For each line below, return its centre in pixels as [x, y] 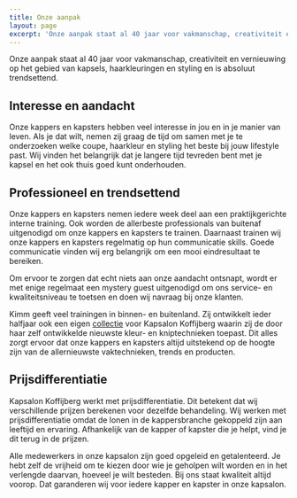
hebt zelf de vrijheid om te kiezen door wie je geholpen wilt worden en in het [148, 465]
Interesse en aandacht [72, 106]
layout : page [33, 26]
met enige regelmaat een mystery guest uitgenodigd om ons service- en [141, 288]
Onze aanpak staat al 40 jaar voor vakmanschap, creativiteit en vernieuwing [148, 59]
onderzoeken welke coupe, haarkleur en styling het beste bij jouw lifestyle [145, 146]
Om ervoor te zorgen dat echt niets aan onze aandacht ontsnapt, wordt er [143, 278]
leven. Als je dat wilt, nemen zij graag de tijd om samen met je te [126, 136]
